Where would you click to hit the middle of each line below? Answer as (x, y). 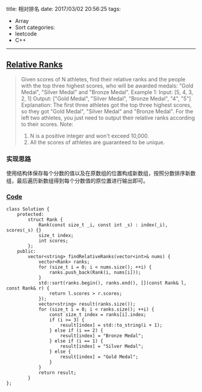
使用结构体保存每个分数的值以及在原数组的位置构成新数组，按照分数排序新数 (101, 173)
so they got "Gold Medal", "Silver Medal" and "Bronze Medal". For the (107, 111)
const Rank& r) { (28, 288)
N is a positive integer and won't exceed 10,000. (89, 136)
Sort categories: (35, 27)
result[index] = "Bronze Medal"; (102, 336)
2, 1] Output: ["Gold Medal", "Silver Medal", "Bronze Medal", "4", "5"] (106, 98)
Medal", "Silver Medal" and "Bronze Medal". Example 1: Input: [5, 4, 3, (107, 92)
